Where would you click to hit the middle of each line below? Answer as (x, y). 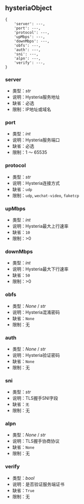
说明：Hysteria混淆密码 (36, 312)
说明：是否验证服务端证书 (38, 484)
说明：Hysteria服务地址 (36, 97)
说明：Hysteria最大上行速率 (40, 226)
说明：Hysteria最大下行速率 (40, 269)
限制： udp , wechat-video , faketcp (46, 195)
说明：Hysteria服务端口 (36, 140)
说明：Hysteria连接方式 (36, 183)
